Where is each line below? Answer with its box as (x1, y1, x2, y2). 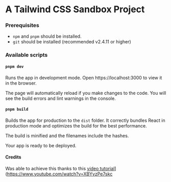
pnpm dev (5, 64, 24, 69)
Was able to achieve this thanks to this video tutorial (5, 166, 115, 172)
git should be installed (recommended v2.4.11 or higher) (12, 39, 131, 45)
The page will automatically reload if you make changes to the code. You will (5, 90, 166, 96)
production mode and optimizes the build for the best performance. (5, 122, 147, 128)
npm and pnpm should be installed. (12, 33, 82, 39)
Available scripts (5, 51, 48, 59)
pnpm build (5, 107, 29, 112)
